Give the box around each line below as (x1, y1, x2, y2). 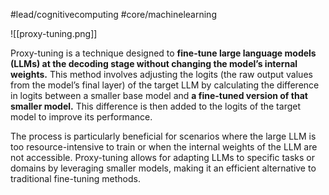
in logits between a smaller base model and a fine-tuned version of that (10, 90, 308, 101)
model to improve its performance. (10, 111, 153, 123)
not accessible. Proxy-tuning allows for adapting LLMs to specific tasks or (10, 152, 315, 163)
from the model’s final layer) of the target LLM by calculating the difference (10, 79, 320, 91)
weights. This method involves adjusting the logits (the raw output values (10, 69, 313, 80)
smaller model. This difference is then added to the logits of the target (10, 100, 301, 112)
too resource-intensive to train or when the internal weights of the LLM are (10, 141, 318, 153)
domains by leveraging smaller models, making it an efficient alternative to (10, 162, 317, 174)
